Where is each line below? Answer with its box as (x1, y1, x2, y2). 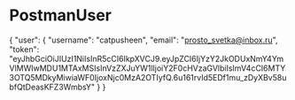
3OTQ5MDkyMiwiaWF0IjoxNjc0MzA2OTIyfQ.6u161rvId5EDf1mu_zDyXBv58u (9, 72, 287, 82)
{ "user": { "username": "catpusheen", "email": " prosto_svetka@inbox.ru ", (9, 35, 278, 45)
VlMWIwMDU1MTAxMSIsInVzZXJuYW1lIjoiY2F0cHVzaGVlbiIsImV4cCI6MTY (9, 63, 286, 73)
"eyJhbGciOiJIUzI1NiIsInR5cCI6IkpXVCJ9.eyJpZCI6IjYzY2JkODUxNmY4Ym (9, 53, 284, 64)
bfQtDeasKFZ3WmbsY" (9, 81, 96, 92)
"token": (9, 43, 40, 54)
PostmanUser (9, 5, 113, 26)
